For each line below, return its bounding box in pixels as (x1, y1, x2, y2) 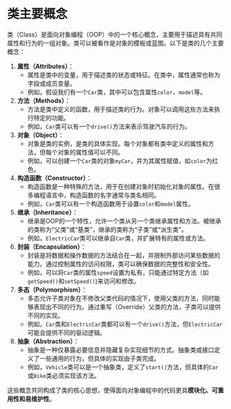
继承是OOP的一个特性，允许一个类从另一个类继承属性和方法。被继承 (27, 217, 221, 225)
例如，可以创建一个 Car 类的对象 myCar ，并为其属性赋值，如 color (27, 156, 206, 165)
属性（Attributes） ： (16, 62, 74, 70)
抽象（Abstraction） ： (16, 337, 80, 345)
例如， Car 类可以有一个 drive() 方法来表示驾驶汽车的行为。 (27, 122, 191, 131)
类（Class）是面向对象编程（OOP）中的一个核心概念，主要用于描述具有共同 (7, 30, 223, 38)
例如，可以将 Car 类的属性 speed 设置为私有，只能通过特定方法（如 (27, 268, 209, 276)
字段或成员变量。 (27, 79, 76, 87)
